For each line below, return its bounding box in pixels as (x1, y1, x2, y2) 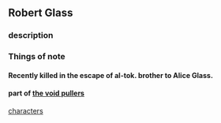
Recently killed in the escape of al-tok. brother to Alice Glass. (8, 70, 213, 80)
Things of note (8, 51, 66, 62)
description (8, 30, 54, 41)
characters (8, 106, 43, 116)
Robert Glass (8, 6, 73, 20)
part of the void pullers (8, 88, 85, 98)
